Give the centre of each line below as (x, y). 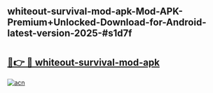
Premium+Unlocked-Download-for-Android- (107, 23)
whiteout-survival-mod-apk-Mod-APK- (95, 12)
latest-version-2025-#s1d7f (70, 33)
